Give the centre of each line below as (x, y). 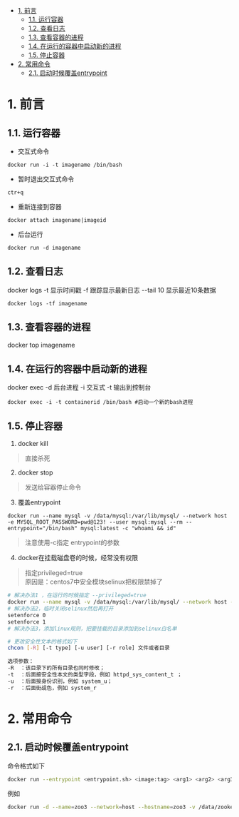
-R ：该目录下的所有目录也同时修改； (56, 668)
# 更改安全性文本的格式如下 (43, 641)
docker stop (35, 472)
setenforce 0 (27, 615)
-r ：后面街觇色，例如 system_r (52, 688)
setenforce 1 (27, 622)
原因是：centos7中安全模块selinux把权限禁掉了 (94, 582)
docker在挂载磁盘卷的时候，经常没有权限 (78, 558)
